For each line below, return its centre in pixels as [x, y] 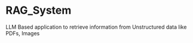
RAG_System [39, 10]
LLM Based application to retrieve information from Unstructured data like [96, 27]
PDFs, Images [23, 33]
